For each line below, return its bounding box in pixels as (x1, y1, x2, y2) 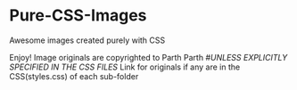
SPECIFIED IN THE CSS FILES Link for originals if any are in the (9, 61, 241, 72)
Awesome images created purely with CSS (9, 35, 166, 45)
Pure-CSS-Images (9, 5, 147, 26)
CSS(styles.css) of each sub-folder (9, 70, 139, 81)
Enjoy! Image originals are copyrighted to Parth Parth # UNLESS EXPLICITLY (9, 52, 288, 62)
